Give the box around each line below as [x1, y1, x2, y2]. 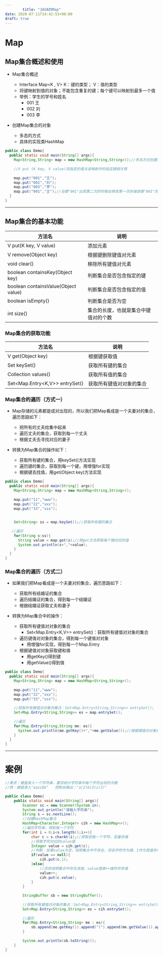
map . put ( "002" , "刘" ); [14, 180, 57, 185]
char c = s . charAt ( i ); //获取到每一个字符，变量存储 [31, 834, 129, 839]
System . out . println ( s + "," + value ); [17, 542, 88, 547]
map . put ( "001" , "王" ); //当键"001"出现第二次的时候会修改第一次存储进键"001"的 [14, 189, 159, 194]
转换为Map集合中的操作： [12, 613, 64, 619]
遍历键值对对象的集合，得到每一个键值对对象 [19, 635, 109, 641]
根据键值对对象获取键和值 [19, 648, 71, 653]
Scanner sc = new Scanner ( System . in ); [22, 803, 101, 808]
